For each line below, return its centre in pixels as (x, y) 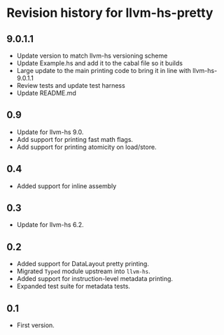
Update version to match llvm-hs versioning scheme (92, 55)
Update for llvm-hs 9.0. (50, 132)
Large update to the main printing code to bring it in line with (104, 71)
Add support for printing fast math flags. (75, 139)
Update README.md (46, 93)
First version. (36, 325)
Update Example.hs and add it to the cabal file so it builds (100, 63)
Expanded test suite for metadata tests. (73, 287)
